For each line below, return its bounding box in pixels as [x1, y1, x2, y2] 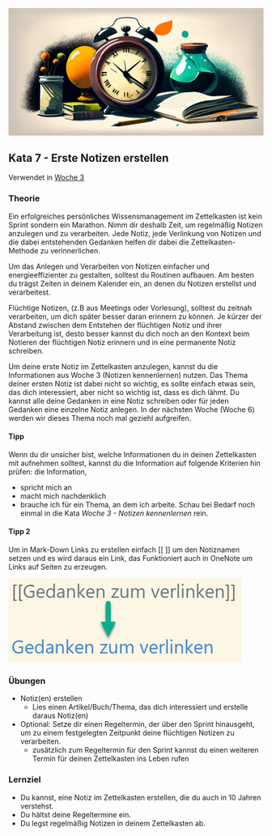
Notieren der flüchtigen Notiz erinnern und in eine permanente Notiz [8, 337, 236, 347]
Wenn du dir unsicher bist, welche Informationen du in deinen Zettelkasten [8, 449, 257, 459]
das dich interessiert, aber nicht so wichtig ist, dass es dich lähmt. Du [8, 387, 240, 397]
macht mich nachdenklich [19, 490, 107, 501]
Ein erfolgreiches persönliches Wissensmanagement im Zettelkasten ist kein [8, 211, 263, 221]
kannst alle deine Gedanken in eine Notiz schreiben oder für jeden [8, 396, 229, 405]
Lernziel [8, 774, 41, 785]
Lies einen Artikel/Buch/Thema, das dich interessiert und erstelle [32, 702, 249, 712]
